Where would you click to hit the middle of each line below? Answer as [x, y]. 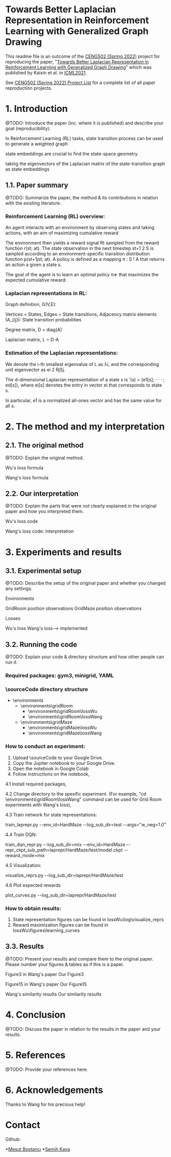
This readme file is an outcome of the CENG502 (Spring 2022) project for [83, 56]
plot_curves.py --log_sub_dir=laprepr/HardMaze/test [61, 895]
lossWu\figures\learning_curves [46, 930]
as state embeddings [27, 169]
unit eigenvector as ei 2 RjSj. [35, 370]
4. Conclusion [35, 1015]
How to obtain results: [33, 908]
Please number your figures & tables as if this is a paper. [65, 964]
